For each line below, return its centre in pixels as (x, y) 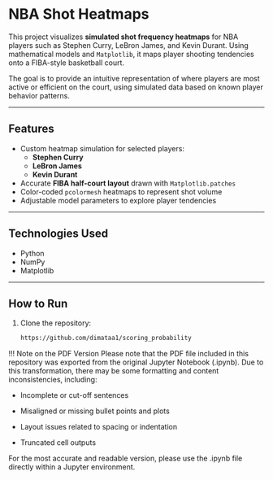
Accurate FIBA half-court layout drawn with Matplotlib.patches (128, 183)
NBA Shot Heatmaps (79, 14)
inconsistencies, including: (53, 380)
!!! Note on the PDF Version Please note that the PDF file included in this (129, 354)
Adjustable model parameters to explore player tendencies (118, 200)
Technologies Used (58, 234)
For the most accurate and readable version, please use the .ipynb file (126, 458)
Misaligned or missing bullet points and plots (95, 411)
